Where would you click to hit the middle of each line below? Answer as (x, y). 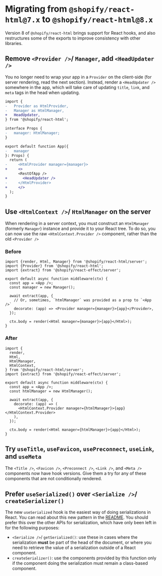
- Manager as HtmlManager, (35, 111)
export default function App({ (37, 146)
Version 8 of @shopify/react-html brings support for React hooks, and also (80, 33)
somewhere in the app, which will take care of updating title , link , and (77, 87)
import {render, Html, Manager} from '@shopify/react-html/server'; (76, 262)
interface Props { (24, 129)
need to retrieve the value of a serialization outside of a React (74, 548)
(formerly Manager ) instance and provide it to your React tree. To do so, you (81, 229)
